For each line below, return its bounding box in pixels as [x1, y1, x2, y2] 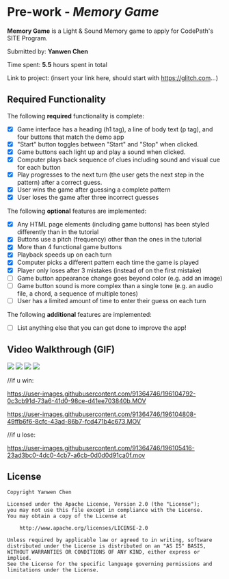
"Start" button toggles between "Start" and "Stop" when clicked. [16, 140, 200, 148]
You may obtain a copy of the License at [7, 513, 127, 520]
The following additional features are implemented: [7, 310, 152, 318]
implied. [7, 555, 32, 562]
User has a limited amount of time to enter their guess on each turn [16, 296, 206, 305]
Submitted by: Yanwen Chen [7, 47, 89, 55]
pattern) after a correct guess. [16, 179, 103, 187]
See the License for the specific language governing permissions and [7, 561, 213, 568]
